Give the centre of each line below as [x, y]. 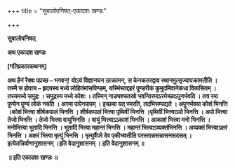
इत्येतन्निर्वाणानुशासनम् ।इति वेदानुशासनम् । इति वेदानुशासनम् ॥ [76, 143]
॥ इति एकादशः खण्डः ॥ [33, 157]
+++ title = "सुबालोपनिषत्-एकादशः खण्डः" [57, 11]
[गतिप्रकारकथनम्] [27, 66]
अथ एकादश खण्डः [27, 52]
